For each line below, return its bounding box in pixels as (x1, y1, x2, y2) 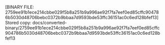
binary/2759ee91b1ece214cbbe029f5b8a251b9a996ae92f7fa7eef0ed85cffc (5, 25, 160, 31)
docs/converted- (32, 20, 67, 25)
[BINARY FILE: (5, 4, 34, 10)
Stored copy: (5, 20, 32, 25)
